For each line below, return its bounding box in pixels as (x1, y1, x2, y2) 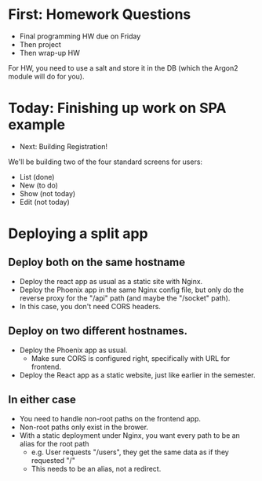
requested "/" (31, 455, 76, 465)
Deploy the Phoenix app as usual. (19, 345, 128, 355)
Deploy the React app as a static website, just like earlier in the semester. (19, 370, 257, 380)
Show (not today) (19, 188, 76, 198)
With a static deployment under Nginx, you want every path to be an (19, 430, 241, 440)
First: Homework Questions (8, 5, 191, 24)
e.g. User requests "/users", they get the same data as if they (31, 447, 229, 457)
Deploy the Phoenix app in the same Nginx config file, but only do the (19, 285, 245, 294)
